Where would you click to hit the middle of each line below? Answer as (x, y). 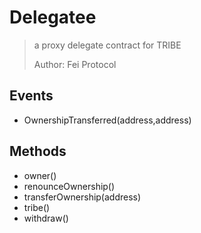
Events (31, 96)
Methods (38, 151)
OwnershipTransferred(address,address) (107, 120)
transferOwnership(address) (82, 197)
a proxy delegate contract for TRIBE (107, 45)
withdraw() (46, 218)
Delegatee (53, 17)
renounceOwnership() (69, 186)
